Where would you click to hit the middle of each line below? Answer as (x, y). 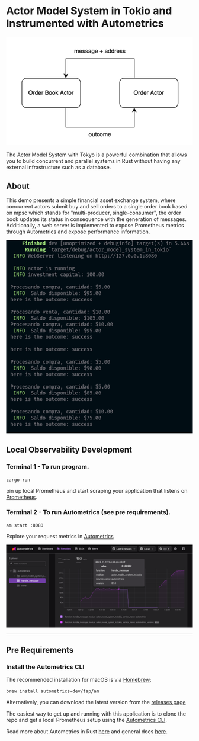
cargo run (18, 480)
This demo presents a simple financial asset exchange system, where (91, 200)
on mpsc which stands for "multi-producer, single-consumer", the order (94, 213)
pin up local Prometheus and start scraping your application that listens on (97, 490)
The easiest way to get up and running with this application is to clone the (96, 713)
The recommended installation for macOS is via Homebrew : (79, 679)
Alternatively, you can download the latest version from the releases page (96, 702)
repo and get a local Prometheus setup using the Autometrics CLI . (86, 720)
